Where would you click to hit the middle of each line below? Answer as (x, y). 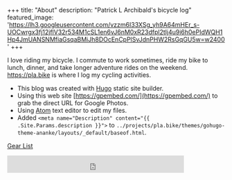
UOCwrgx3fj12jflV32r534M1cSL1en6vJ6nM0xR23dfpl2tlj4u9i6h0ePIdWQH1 (115, 32)
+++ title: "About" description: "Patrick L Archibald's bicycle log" (99, 10)
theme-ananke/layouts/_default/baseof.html (81, 133)
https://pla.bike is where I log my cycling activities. (79, 75)
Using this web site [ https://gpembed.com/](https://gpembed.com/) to (117, 96)
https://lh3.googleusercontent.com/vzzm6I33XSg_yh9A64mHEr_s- (105, 25)
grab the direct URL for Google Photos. (73, 103)
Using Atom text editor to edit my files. (72, 110)
